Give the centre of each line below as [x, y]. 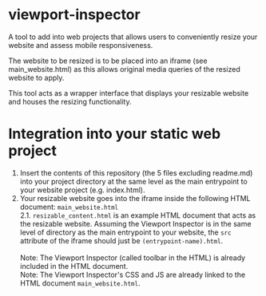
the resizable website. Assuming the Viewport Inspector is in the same [135, 223]
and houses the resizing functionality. [70, 101]
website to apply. [36, 77]
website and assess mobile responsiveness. [81, 45]
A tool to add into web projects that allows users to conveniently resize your [133, 37]
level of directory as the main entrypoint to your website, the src [125, 232]
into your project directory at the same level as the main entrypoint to [133, 181]
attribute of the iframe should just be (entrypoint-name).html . [121, 240]
